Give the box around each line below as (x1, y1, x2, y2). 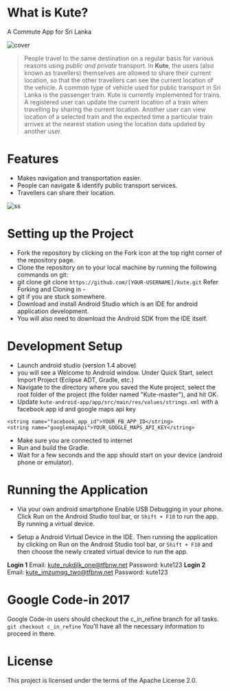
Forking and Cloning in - (16, 285, 86, 293)
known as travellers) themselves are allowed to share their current (23, 69, 211, 77)
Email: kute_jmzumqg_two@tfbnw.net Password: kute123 (7, 568, 168, 576)
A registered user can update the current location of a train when (23, 98, 208, 106)
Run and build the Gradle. (16, 443, 89, 451)
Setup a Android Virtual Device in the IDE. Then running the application (16, 532, 218, 541)
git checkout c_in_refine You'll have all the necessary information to (7, 622, 205, 630)
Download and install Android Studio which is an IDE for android (16, 299, 198, 308)
